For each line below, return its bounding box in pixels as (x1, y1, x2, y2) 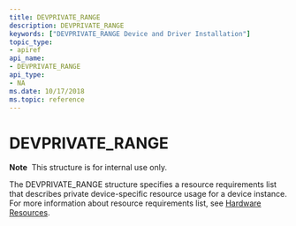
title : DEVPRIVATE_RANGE (9, 12, 101, 22)
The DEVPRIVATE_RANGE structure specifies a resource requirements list (9, 179, 277, 190)
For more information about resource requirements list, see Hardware (9, 198, 262, 208)
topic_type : (9, 37, 53, 47)
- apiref (9, 46, 42, 55)
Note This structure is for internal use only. (9, 162, 168, 173)
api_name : (9, 54, 46, 63)
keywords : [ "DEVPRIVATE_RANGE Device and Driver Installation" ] (9, 29, 251, 38)
